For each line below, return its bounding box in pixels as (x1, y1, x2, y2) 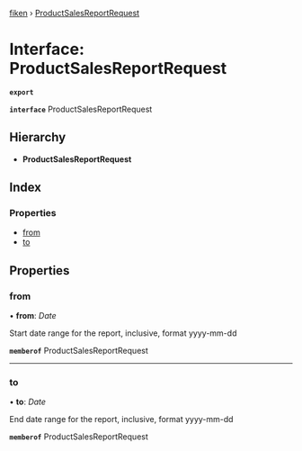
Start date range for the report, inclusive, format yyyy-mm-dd (9, 328, 237, 338)
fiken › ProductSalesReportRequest (9, 8, 140, 18)
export (9, 87, 34, 97)
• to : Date (9, 396, 47, 408)
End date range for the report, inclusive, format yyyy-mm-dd (9, 414, 234, 425)
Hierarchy (9, 130, 67, 145)
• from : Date (9, 311, 57, 321)
